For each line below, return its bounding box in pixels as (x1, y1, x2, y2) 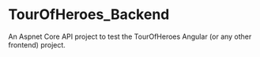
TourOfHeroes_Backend (8, 6, 170, 24)
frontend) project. (8, 40, 66, 49)
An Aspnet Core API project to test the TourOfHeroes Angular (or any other (8, 32, 252, 41)
